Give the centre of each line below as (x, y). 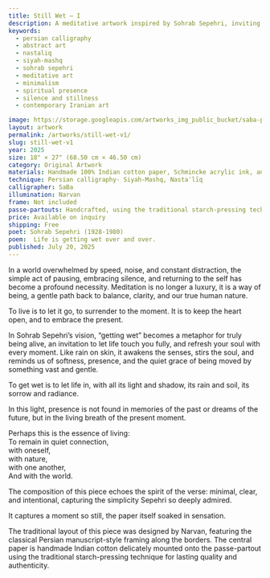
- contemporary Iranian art (63, 105)
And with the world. (41, 476)
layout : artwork (35, 128)
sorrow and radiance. (43, 393)
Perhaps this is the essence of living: (69, 433)
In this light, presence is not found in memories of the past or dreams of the (133, 409)
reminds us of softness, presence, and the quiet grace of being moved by (130, 361)
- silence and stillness (57, 98)
